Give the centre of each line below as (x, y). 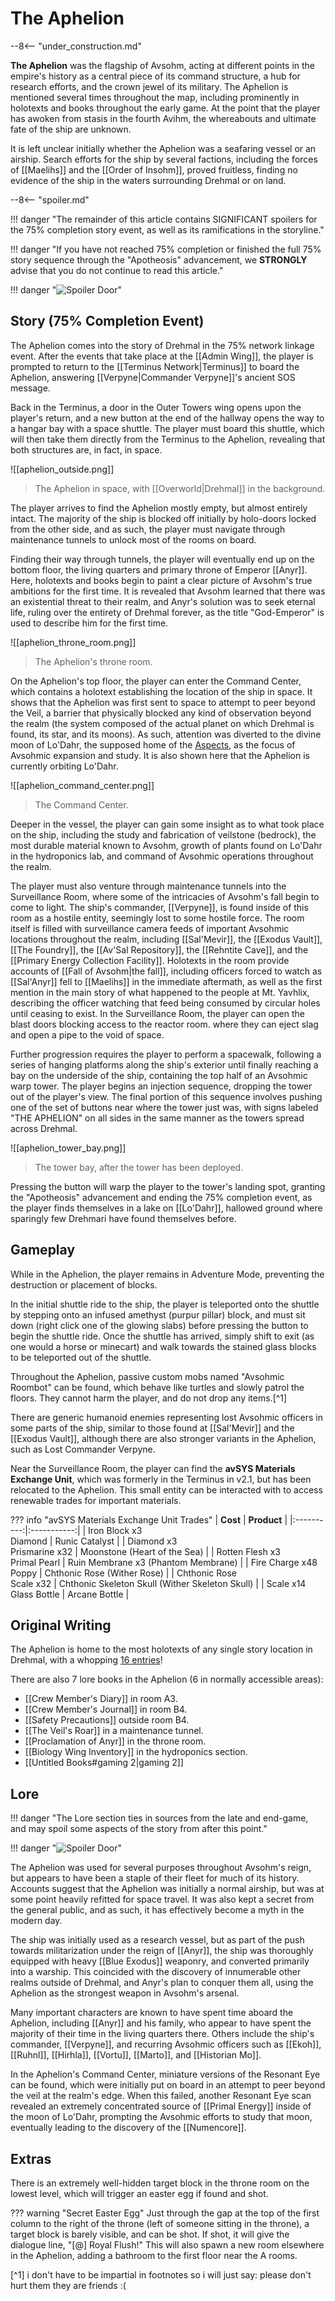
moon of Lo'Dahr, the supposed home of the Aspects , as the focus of (153, 744)
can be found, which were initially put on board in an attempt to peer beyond (168, 2085)
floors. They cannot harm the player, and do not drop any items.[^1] (149, 1398)
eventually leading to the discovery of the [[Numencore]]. (128, 2128)
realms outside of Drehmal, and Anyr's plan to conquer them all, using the (162, 1983)
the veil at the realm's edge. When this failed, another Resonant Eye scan (161, 2096)
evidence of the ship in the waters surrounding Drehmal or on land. (148, 180)
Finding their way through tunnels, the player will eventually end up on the (162, 559)
